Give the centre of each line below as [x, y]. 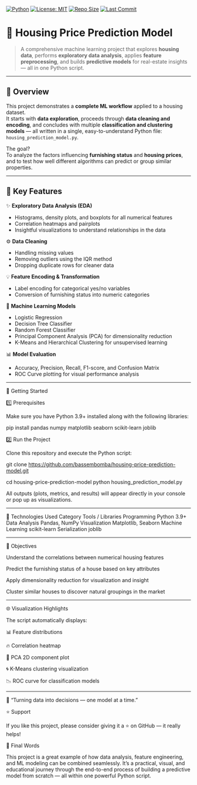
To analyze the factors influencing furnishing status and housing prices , [95, 155]
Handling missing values [44, 252]
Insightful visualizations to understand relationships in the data [90, 230]
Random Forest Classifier [45, 330]
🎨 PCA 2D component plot [38, 657]
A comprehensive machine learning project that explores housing [100, 49]
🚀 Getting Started [27, 390]
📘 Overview [28, 92]
